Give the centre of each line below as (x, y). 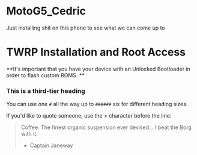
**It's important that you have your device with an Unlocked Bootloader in (98, 69)
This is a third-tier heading (46, 90)
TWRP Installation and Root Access (96, 52)
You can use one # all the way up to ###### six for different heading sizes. (97, 104)
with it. (29, 134)
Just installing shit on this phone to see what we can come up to (86, 28)
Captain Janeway (51, 145)
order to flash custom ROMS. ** (46, 75)
